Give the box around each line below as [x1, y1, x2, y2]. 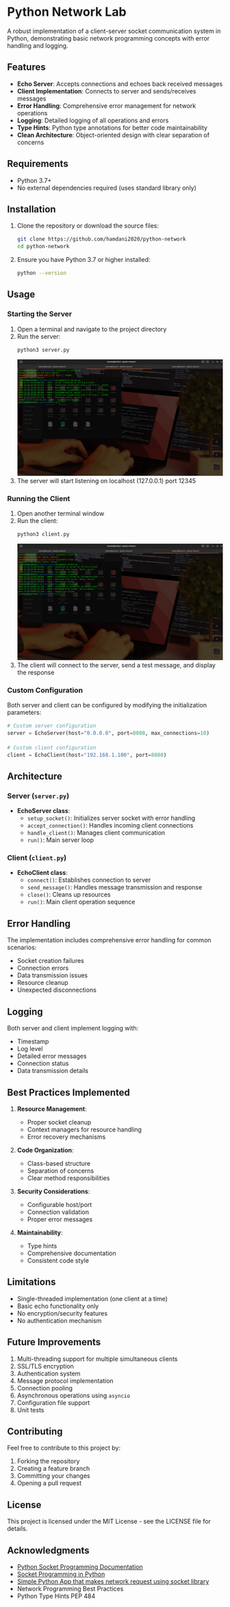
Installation [7, 203, 56, 215]
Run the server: [16, 332, 61, 340]
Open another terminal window [16, 509, 105, 518]
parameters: [7, 709, 42, 717]
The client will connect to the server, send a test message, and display [16, 661, 216, 669]
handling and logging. [7, 41, 68, 49]
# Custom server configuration [7, 722, 97, 729]
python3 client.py [16, 531, 70, 537]
